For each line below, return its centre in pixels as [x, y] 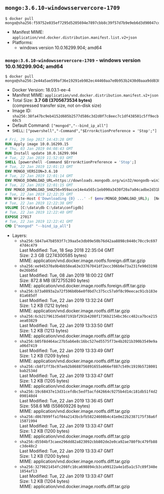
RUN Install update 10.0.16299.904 [41, 153]
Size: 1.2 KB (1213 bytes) [44, 330]
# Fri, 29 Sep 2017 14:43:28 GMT [39, 140]
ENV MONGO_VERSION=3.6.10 [31, 171]
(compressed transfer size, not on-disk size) [57, 106]
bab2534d [28, 371]
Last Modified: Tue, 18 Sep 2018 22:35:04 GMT [67, 250]
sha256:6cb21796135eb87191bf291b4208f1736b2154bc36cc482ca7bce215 [88, 316]
